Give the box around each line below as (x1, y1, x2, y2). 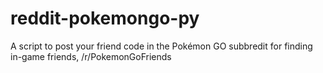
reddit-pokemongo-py (10, 7, 200, 30)
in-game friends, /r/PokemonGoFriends (10, 50, 172, 62)
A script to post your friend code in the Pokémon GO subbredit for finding (10, 40, 313, 52)
